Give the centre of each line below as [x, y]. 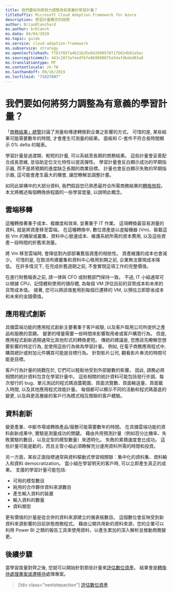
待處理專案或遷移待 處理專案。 [37, 574]
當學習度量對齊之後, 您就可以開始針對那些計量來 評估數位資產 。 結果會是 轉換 [86, 568]
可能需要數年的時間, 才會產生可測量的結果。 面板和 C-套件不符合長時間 [85, 138]
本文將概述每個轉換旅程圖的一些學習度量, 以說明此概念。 [65, 192]
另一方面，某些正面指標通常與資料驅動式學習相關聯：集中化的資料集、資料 [84, 457]
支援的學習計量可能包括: [41, 470]
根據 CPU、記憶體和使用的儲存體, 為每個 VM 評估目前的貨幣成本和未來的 [86, 283]
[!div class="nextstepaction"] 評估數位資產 [63, 585]
